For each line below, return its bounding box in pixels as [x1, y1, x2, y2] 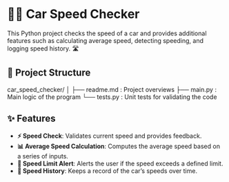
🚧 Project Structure [7, 67, 91, 79]
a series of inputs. [17, 152, 69, 160]
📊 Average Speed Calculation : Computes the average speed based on [17, 142, 221, 150]
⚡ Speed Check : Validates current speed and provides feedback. [17, 131, 202, 140]
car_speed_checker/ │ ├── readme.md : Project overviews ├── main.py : [7, 85, 217, 93]
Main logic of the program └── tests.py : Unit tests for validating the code [7, 93, 217, 101]
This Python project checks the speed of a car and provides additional [7, 29, 207, 37]
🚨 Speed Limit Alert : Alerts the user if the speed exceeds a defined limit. [17, 159, 223, 167]
